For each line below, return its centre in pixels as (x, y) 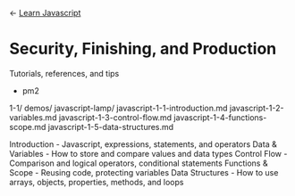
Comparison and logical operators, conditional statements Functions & (139, 163)
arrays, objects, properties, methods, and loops (97, 182)
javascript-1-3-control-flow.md (115, 117)
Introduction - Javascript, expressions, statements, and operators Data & (143, 144)
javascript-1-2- (257, 108)
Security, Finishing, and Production (143, 49)
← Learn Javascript (45, 13)
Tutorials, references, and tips (64, 73)
